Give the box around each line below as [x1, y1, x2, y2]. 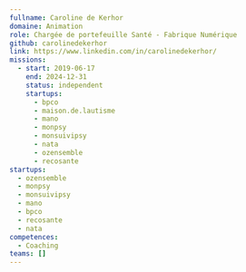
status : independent [25, 81, 103, 90]
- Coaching [17, 241, 59, 250]
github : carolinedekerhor [9, 38, 107, 48]
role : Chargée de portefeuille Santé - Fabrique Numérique [9, 30, 238, 39]
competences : [9, 232, 59, 241]
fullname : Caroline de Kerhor [9, 13, 124, 23]
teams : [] [9, 249, 47, 258]
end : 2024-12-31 [25, 73, 88, 82]
